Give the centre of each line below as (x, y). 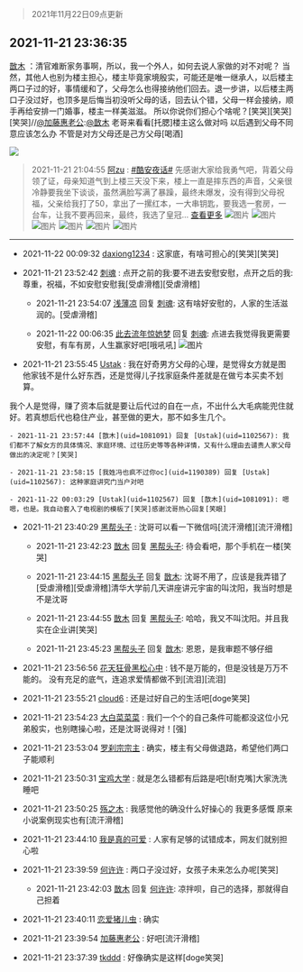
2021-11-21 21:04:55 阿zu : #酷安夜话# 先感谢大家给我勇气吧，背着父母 (162, 170)
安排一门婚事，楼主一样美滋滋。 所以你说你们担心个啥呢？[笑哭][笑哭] (162, 111)
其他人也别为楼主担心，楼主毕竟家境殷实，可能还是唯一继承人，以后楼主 (159, 77)
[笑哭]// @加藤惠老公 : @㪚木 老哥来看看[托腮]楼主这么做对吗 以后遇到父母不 (147, 122)
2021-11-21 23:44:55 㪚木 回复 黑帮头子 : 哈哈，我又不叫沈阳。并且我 (162, 618)
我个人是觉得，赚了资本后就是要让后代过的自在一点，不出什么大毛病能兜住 (147, 406)
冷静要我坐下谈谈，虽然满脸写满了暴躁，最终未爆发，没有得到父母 (154, 192)
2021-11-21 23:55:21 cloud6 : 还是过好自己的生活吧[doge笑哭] (136, 698)
